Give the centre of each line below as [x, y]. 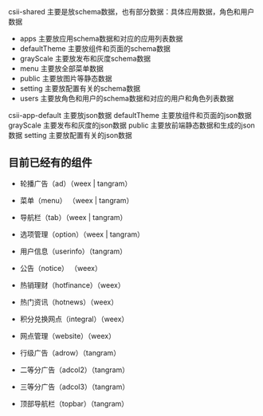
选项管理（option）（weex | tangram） [82, 234]
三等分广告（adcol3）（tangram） [75, 387]
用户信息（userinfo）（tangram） [73, 251]
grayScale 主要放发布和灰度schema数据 [85, 59]
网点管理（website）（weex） [67, 336]
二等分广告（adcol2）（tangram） [75, 370]
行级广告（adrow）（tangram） [70, 352]
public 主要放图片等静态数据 [66, 78]
